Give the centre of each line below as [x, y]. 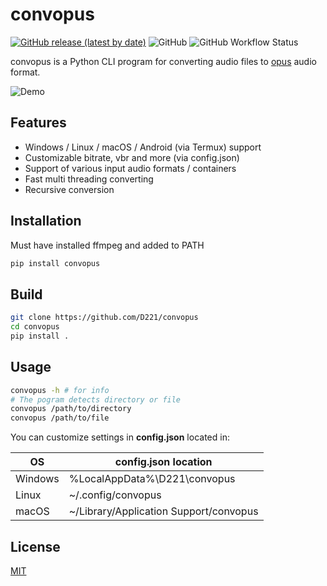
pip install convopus [55, 263]
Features [38, 123]
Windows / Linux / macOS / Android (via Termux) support [143, 147]
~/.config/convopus [115, 495]
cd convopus [35, 327]
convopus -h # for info [60, 390]
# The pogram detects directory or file [96, 399]
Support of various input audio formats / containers [130, 168]
